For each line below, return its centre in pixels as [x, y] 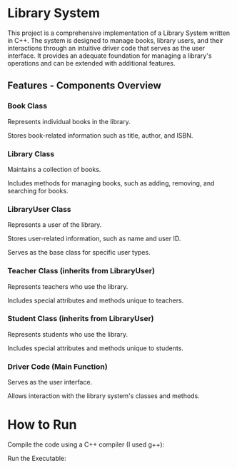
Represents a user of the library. [55, 225]
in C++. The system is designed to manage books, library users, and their [115, 40]
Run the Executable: [37, 459]
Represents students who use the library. [68, 334]
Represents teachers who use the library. [68, 286]
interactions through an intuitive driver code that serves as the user [106, 48]
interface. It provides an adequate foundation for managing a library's [110, 56]
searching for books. [38, 190]
